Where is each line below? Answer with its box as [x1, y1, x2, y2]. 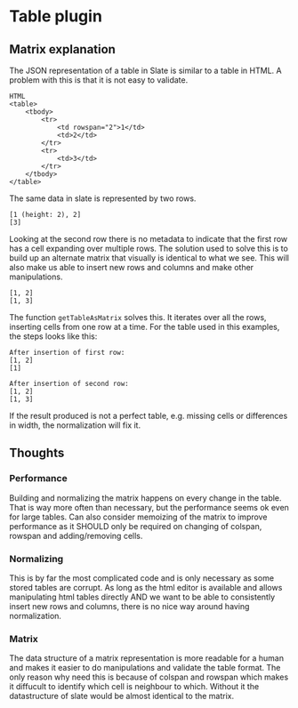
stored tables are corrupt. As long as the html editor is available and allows [9, 582, 283, 592]
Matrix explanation [9, 42, 116, 57]
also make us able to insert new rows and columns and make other [9, 262, 254, 272]
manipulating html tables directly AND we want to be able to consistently [9, 591, 276, 602]
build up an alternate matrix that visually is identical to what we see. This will [9, 253, 289, 263]
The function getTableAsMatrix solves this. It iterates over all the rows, [9, 312, 267, 322]
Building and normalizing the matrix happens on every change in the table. [9, 492, 282, 503]
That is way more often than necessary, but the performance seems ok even [9, 502, 289, 512]
